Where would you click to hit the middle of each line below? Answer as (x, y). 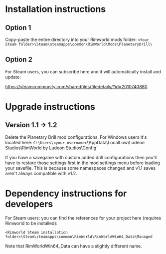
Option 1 (18, 28)
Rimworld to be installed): (31, 223)
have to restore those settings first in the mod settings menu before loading (83, 163)
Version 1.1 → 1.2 (31, 125)
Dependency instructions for (66, 194)
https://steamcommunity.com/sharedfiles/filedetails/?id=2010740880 (77, 86)
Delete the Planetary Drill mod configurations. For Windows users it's (76, 137)
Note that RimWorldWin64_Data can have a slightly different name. (74, 246)
